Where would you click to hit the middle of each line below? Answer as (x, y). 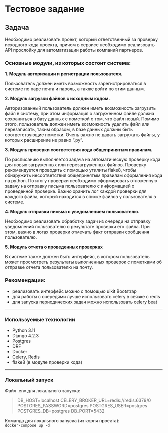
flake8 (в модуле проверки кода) (47, 362)
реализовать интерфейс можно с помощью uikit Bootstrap (75, 291)
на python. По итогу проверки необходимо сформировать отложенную (81, 181)
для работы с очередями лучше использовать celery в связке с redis (86, 296)
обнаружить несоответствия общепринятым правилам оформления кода (84, 175)
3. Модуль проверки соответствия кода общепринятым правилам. (79, 150)
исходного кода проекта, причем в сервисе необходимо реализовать (80, 45)
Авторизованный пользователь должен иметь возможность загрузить (81, 108)
